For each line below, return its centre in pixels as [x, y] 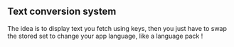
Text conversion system [62, 12]
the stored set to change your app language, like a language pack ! [105, 36]
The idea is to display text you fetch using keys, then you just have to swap [117, 28]
